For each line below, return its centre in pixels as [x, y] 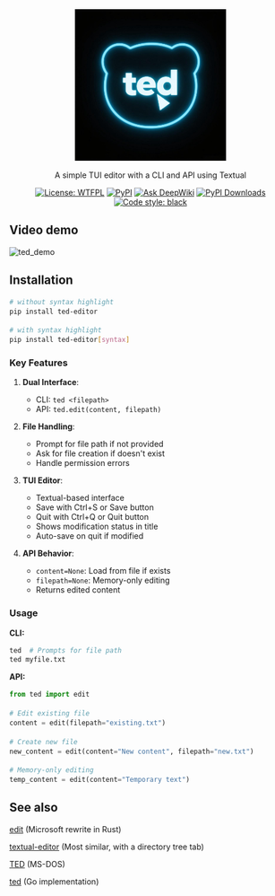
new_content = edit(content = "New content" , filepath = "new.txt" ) [132, 751]
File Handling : [48, 426]
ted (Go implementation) [54, 881]
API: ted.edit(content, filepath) [99, 409]
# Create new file [43, 742]
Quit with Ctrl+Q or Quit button [92, 517]
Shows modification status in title [97, 527]
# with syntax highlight [56, 330]
